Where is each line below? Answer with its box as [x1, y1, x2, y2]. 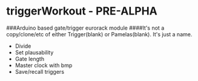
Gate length [15, 55, 44, 62]
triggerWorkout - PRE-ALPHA [6, 4, 157, 18]
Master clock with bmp [15, 62, 73, 69]
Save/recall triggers [15, 68, 65, 75]
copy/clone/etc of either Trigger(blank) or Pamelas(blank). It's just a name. [6, 30, 193, 37]
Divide [15, 42, 31, 50]
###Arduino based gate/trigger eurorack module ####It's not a [6, 24, 165, 31]
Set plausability [15, 48, 54, 56]
